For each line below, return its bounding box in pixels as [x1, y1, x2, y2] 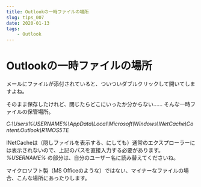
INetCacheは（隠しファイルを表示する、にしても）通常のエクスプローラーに [6, 139, 196, 147]
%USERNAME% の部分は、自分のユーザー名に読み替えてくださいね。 [6, 154, 179, 162]
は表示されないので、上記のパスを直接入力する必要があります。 [6, 147, 164, 154]
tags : [6, 25, 20, 32]
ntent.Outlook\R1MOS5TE [6, 127, 69, 134]
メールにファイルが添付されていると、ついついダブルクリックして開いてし [6, 80, 191, 87]
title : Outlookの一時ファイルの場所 [6, 8, 89, 15]
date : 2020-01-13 [6, 20, 50, 26]
